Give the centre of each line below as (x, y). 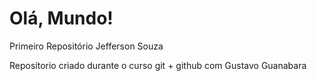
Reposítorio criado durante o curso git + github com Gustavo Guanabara (158, 65)
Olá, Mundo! (61, 18)
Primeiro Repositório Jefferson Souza (86, 46)
